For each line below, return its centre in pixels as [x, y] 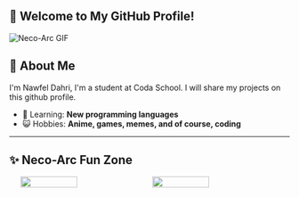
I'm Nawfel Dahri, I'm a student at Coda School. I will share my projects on [145, 87]
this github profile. [43, 97]
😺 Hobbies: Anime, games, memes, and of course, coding [132, 123]
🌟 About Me [42, 66]
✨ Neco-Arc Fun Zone [71, 160]
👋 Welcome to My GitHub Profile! [102, 16]
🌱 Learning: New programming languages [100, 114]
